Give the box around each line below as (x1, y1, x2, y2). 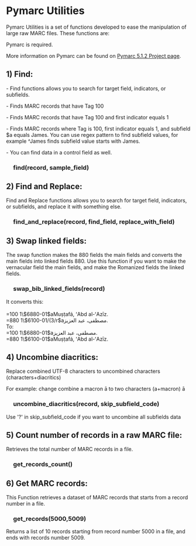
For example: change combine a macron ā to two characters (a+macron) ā (6, 385, 185, 393)
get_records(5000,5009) (13, 515, 87, 523)
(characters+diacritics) (6, 374, 61, 381)
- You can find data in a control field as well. (6, 149, 112, 156)
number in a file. (6, 500, 46, 507)
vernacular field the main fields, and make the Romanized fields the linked (6, 264, 184, 271)
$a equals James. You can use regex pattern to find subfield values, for (6, 131, 178, 138)
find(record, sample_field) (13, 163, 90, 171)
